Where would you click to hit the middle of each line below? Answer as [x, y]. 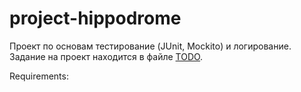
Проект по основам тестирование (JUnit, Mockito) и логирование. [150, 46]
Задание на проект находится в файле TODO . [106, 56]
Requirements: [39, 76]
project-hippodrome [95, 18]
